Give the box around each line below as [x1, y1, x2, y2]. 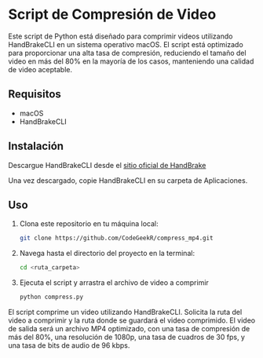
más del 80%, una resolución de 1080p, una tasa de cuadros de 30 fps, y [8, 332, 246, 342]
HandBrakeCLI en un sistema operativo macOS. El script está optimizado [8, 39, 243, 49]
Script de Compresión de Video [8, 5, 217, 24]
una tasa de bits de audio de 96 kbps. [8, 341, 130, 350]
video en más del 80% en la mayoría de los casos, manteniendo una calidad [8, 57, 254, 66]
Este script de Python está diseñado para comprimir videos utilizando [8, 31, 233, 41]
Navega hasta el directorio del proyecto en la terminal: [19, 249, 195, 258]
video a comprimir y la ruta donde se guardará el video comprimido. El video [8, 316, 256, 325]
